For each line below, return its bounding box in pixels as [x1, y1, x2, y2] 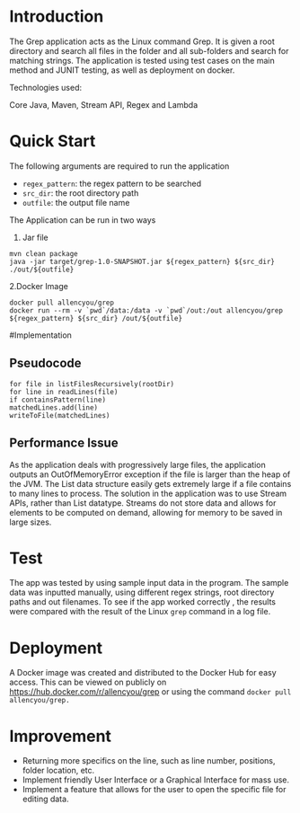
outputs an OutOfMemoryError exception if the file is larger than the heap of [9, 469, 291, 480]
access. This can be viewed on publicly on [9, 676, 167, 688]
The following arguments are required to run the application [9, 160, 230, 172]
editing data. [22, 793, 69, 805]
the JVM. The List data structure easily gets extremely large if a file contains [9, 478, 292, 489]
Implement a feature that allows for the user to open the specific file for [22, 784, 287, 795]
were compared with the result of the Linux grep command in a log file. [9, 606, 271, 617]
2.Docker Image [9, 280, 69, 291]
